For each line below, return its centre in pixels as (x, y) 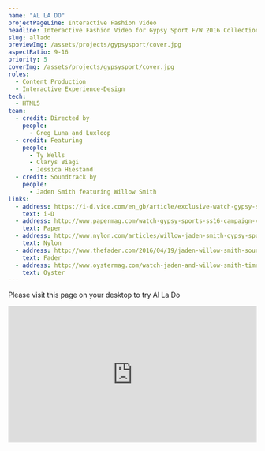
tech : (17, 96)
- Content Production (51, 81)
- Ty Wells (47, 155)
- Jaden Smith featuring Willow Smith (93, 192)
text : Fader (42, 257)
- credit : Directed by (52, 118)
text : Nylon (42, 243)
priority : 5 (28, 60)
